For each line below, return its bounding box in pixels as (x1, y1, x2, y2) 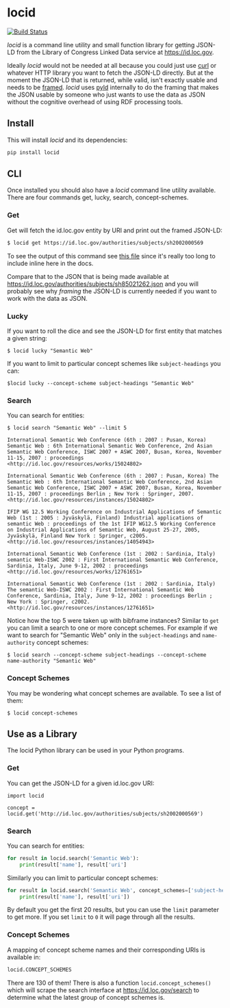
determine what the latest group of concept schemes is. (7, 993, 166, 1001)
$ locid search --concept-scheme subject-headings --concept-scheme (7, 652, 207, 659)
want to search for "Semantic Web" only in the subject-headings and (7, 631, 201, 639)
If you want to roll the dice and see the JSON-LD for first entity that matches (7, 327, 222, 335)
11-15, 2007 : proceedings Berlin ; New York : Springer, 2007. (7, 491, 194, 497)
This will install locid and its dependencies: (7, 136, 128, 144)
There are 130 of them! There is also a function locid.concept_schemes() (7, 979, 212, 987)
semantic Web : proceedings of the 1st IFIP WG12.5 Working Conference (7, 521, 216, 528)
